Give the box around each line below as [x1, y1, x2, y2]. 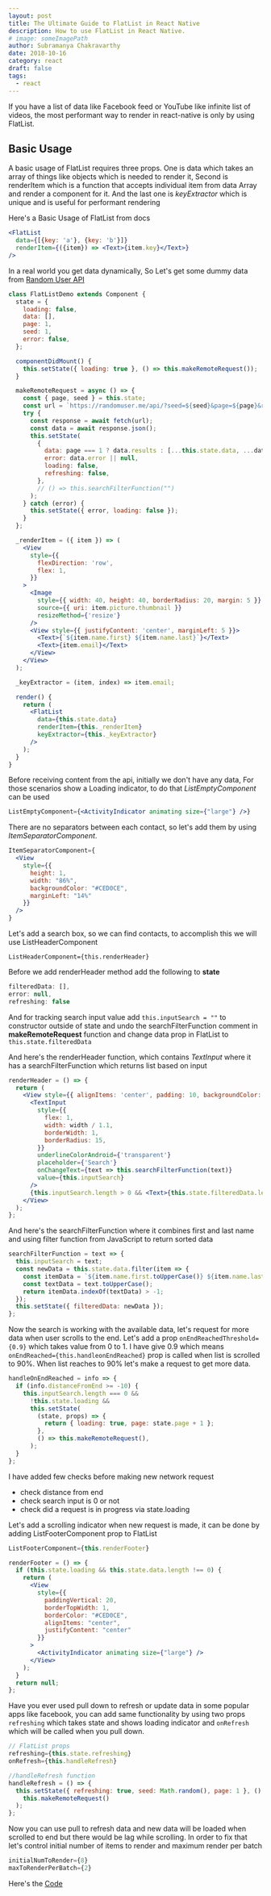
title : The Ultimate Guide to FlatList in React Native [8, 19, 200, 27]
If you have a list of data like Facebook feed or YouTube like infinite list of [8, 102, 252, 111]
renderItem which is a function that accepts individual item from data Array [8, 181, 257, 190]
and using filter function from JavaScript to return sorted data [8, 1234, 214, 1244]
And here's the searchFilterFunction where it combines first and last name [8, 1226, 254, 1235]
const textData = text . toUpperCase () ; [23, 1280, 153, 1288]
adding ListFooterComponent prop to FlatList [8, 1528, 157, 1538]
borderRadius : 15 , [44, 1136, 106, 1144]
